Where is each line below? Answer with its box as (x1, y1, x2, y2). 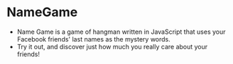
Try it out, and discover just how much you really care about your (16, 42, 208, 51)
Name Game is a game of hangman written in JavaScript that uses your (16, 27, 226, 36)
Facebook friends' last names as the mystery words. (16, 34, 171, 43)
